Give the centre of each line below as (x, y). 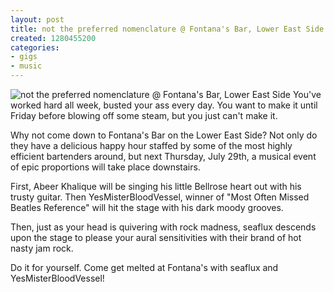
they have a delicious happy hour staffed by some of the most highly (151, 145)
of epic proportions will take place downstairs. (105, 167)
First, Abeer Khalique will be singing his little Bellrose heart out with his (156, 186)
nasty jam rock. (42, 248)
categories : (35, 47)
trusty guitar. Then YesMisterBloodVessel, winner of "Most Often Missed (160, 197)
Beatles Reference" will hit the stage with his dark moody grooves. (147, 207)
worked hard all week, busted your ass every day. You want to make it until (164, 105)
